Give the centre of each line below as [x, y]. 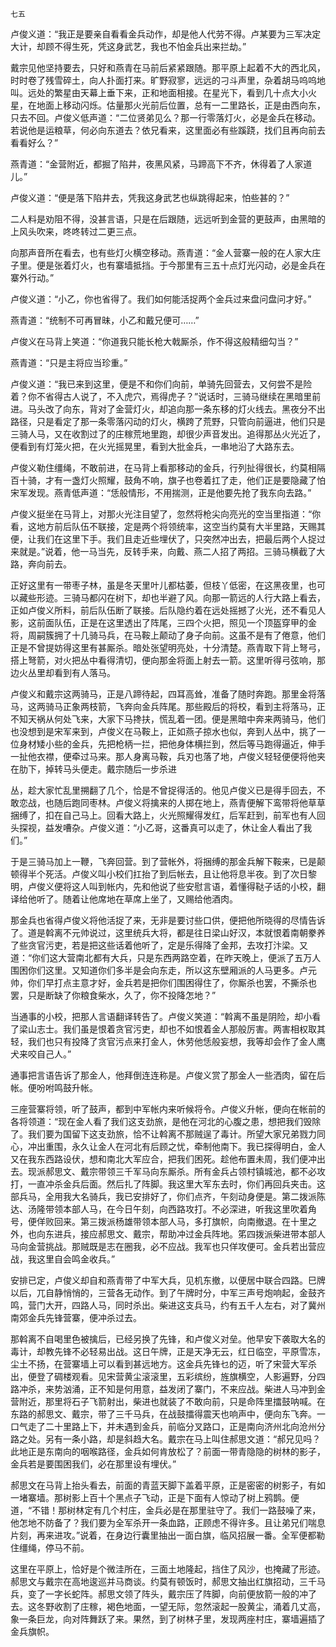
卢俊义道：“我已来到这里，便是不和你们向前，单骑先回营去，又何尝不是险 [161, 384]
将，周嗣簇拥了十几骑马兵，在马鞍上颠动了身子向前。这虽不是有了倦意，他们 [168, 635]
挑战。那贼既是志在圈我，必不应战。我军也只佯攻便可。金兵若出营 [180, 1246]
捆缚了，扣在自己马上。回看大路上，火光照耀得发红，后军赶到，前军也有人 [163, 815]
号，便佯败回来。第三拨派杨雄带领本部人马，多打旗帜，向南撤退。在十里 [159, 1221]
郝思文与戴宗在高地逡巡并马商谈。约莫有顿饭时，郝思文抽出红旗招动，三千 [163, 1581]
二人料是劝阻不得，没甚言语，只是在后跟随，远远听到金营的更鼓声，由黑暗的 [168, 219]
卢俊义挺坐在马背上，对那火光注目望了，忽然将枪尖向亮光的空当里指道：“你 [166, 514]
